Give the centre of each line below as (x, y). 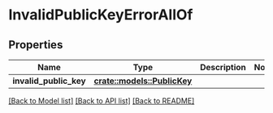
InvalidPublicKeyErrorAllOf (101, 15)
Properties (36, 45)
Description (223, 67)
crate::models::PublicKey (143, 81)
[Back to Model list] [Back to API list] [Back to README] (102, 101)
